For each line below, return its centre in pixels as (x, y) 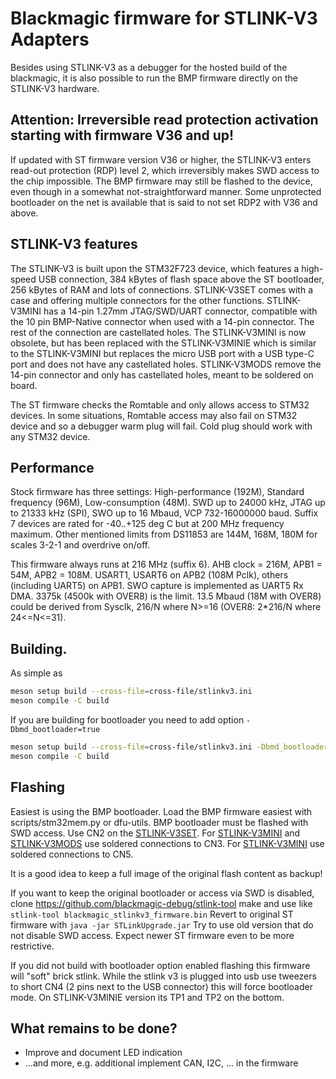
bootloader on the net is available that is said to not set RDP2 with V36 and (164, 202)
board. (24, 385)
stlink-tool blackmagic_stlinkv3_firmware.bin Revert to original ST (152, 914)
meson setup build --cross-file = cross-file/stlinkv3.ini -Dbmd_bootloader (169, 747)
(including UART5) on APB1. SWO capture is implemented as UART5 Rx (157, 586)
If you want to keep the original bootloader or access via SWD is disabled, (162, 893)
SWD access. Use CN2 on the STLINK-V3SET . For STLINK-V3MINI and (155, 833)
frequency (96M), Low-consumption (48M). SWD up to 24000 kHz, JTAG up (168, 503)
